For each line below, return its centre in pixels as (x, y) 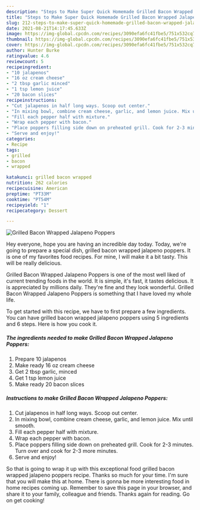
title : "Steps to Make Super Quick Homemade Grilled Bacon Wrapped (92, 17)
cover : (14, 45)
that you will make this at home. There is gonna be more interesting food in (98, 481)
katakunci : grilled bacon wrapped (49, 177)
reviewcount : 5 (25, 61)
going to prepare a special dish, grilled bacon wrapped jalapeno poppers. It (99, 251)
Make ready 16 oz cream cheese (55, 365)
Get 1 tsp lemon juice (40, 378)
